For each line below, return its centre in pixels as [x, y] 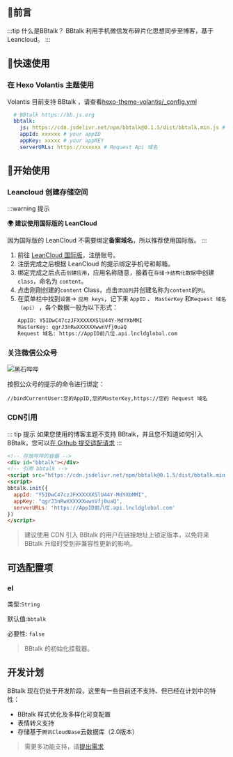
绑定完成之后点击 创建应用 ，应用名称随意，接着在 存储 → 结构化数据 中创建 [115, 273]
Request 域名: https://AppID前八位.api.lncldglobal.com [97, 334]
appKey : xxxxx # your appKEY [62, 141]
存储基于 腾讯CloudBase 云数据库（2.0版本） [78, 731]
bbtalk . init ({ [28, 489]
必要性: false [26, 634]
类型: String [24, 604]
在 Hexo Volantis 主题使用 [51, 85]
